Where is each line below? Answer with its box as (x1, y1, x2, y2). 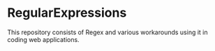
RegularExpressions (7, 5, 127, 21)
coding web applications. (7, 35, 80, 43)
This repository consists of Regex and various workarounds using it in (7, 28, 208, 36)
